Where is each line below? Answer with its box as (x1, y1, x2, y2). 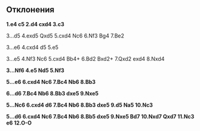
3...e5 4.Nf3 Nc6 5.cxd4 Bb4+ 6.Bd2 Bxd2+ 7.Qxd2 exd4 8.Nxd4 (6, 55, 165, 62)
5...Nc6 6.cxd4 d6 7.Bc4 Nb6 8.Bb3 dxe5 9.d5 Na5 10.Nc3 (6, 101, 153, 108)
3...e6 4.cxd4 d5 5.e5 (6, 43, 59, 51)
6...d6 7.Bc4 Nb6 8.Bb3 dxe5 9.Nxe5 (6, 89, 99, 97)
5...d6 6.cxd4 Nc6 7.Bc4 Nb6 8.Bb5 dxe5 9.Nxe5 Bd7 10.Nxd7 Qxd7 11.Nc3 (6, 113, 195, 120)
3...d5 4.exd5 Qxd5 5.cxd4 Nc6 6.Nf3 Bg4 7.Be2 (6, 32, 124, 39)
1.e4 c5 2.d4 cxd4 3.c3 (6, 20, 64, 27)
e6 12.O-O (6, 119, 32, 126)
